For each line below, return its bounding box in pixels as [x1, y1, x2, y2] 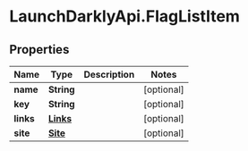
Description [83, 69, 135, 80]
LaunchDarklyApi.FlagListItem [9, 6, 240, 27]
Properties [9, 42, 70, 57]
